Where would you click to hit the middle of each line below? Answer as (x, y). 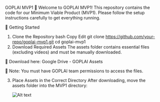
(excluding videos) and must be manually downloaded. (67, 52)
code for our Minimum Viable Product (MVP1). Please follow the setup (75, 13)
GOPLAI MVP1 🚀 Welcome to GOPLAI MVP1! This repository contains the (78, 8)
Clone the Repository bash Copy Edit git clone (58, 37)
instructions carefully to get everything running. (53, 18)
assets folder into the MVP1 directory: (50, 85)
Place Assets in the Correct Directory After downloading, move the (79, 80)
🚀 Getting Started (22, 27)
